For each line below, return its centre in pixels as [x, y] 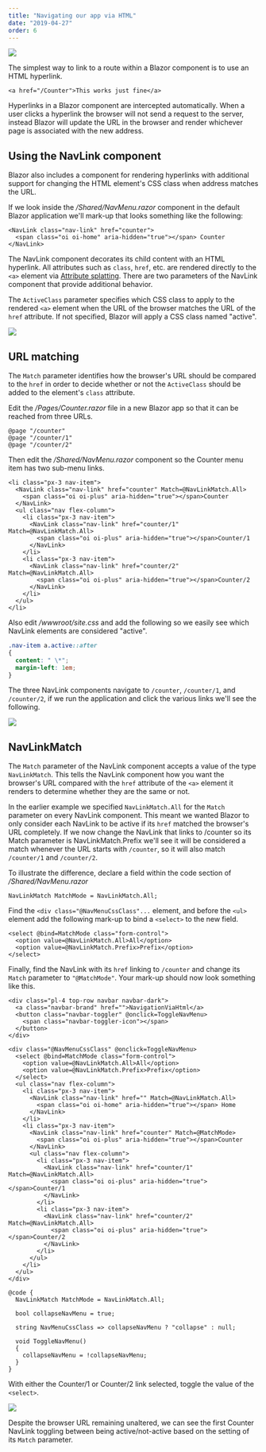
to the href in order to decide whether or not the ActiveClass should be [125, 384]
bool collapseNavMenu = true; [65, 1314]
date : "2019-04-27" [40, 23]
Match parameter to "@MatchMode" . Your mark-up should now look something [132, 978]
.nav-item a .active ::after [53, 645]
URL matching [44, 356]
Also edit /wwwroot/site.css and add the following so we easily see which [129, 622]
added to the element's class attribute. [71, 393]
